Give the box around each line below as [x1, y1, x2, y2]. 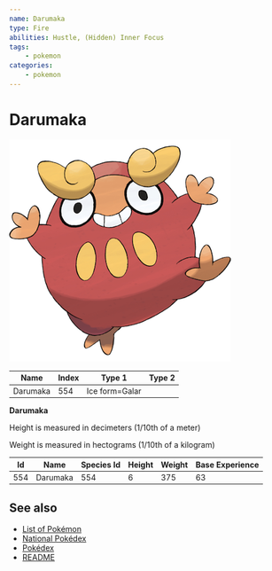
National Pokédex [21, 533, 87, 544]
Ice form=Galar [86, 386, 142, 396]
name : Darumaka [9, 14, 66, 23]
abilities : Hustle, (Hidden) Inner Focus [9, 33, 165, 42]
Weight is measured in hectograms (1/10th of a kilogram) [9, 440, 215, 450]
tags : [9, 43, 29, 51]
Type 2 [149, 372, 175, 383]
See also [9, 500, 58, 515]
